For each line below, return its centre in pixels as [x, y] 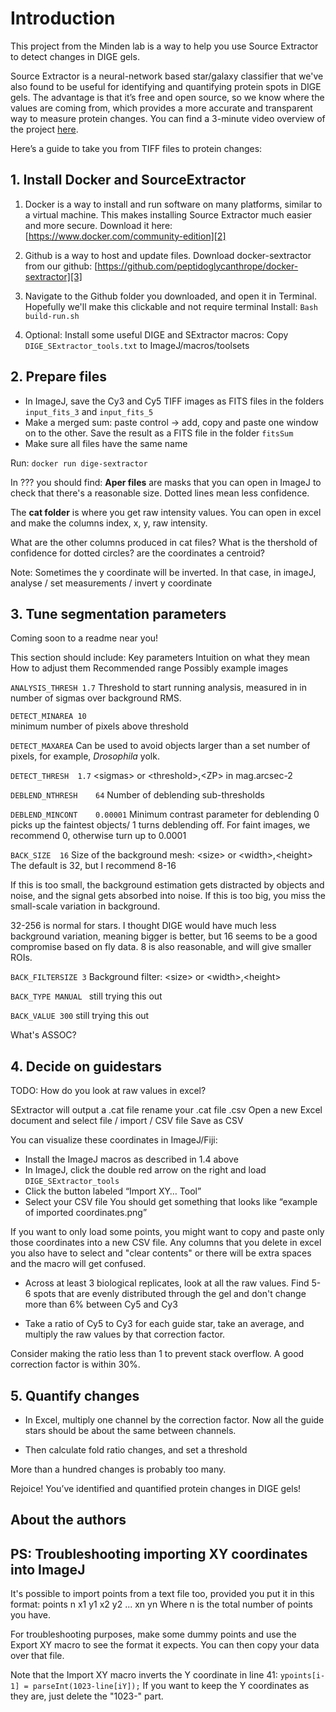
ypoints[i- [302, 1676]
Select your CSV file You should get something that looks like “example [171, 1202]
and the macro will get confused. [78, 1264]
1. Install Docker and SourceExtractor [128, 180]
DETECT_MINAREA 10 [48, 717]
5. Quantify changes [75, 1395]
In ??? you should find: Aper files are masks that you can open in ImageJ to [166, 482]
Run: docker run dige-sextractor [79, 463]
